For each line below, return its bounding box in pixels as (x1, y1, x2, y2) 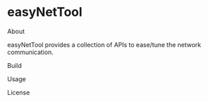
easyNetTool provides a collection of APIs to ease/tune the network (7, 40, 202, 49)
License (7, 88, 30, 96)
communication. (7, 48, 54, 56)
